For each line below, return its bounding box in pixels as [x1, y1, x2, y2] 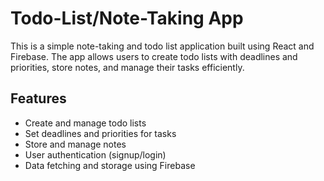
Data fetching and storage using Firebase [24, 159, 196, 171]
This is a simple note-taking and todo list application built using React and [10, 40, 315, 52]
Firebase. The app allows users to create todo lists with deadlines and [10, 50, 298, 62]
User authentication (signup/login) [24, 148, 167, 161]
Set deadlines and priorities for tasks [24, 127, 177, 139]
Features [10, 90, 67, 107]
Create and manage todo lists [24, 117, 147, 129]
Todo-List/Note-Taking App [10, 7, 244, 30]
